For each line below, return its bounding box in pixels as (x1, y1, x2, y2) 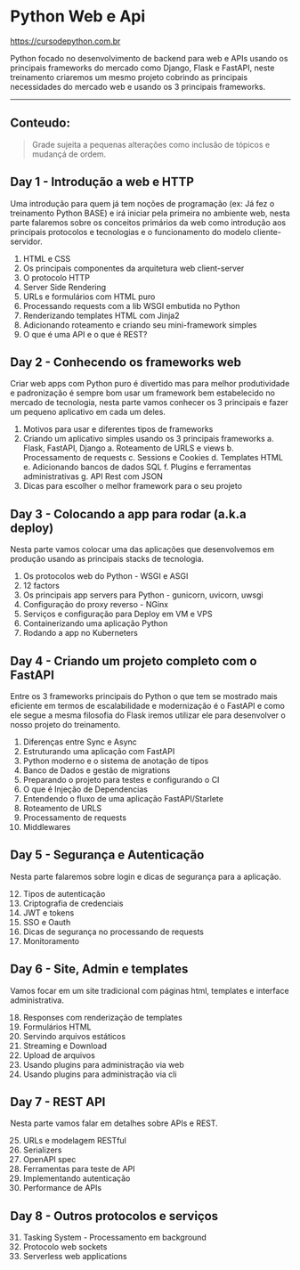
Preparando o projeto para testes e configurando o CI (22, 775, 220, 785)
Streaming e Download (22, 1040, 108, 1051)
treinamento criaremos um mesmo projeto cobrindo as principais (10, 71, 248, 82)
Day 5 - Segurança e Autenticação (10, 848, 205, 863)
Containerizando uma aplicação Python (22, 618, 168, 629)
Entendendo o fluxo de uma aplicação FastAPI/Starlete (22, 794, 223, 803)
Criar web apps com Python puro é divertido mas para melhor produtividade (10, 379, 290, 389)
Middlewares (22, 822, 71, 832)
